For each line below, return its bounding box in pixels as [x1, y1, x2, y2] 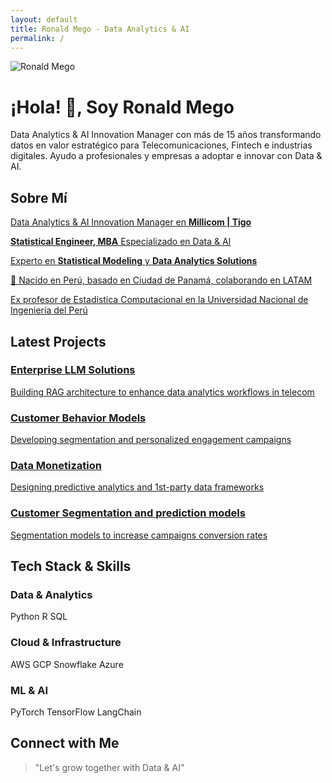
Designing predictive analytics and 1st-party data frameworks [10, 481, 265, 493]
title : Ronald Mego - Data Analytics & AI [10, 24, 190, 34]
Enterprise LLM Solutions [10, 363, 136, 377]
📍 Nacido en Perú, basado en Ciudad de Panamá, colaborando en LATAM [10, 274, 313, 286]
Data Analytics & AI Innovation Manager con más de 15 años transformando [10, 129, 322, 141]
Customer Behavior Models [10, 411, 147, 425]
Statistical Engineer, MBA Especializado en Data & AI [10, 236, 232, 248]
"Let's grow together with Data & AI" [34, 761, 185, 773]
